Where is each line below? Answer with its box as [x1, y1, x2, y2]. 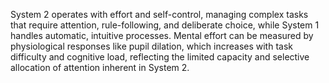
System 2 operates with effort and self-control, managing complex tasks [10, 9, 309, 20]
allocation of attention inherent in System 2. [10, 62, 190, 73]
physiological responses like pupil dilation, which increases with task [10, 40, 293, 52]
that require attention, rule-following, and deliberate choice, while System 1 [10, 19, 320, 31]
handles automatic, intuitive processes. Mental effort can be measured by [10, 30, 314, 41]
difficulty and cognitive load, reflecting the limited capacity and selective [10, 51, 310, 63]
